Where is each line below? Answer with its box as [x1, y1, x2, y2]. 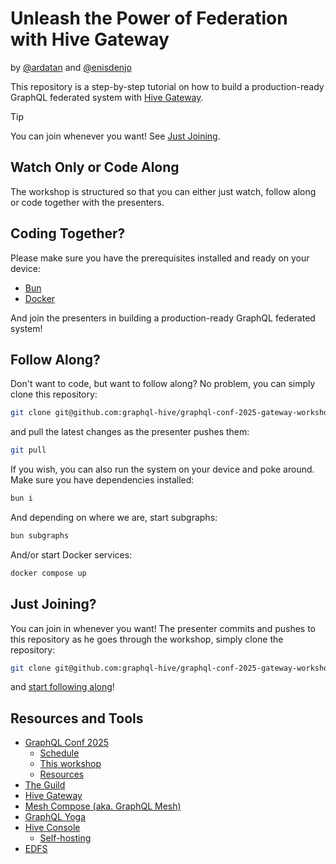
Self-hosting [39, 832, 92, 844]
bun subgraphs [10, 531, 70, 541]
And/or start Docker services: [10, 548, 133, 561]
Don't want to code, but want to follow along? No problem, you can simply [10, 378, 316, 390]
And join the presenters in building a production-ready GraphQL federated [10, 312, 316, 324]
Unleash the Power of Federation [10, 7, 288, 30]
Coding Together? [10, 225, 126, 242]
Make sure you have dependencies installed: [10, 474, 195, 486]
